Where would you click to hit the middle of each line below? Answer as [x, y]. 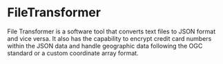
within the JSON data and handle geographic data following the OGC [105, 46]
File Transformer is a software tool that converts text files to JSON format [111, 31]
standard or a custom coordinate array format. [73, 53]
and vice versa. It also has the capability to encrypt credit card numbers [109, 38]
